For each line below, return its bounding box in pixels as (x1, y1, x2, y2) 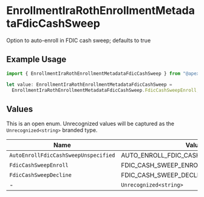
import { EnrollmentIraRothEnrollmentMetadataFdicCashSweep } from (6, 71, 181, 77)
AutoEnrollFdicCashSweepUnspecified (9, 152, 115, 159)
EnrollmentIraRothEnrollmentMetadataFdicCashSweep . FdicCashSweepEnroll (12, 87, 197, 93)
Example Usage (6, 54, 67, 64)
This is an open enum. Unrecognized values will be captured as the (6, 120, 175, 128)
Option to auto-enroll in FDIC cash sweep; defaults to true (6, 36, 151, 44)
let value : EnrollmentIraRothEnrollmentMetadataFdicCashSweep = (6, 81, 172, 88)
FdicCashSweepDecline (9, 171, 72, 179)
